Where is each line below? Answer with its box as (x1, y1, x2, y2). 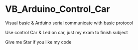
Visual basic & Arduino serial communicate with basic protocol (5, 20, 134, 26)
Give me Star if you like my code (5, 39, 72, 45)
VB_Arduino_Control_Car (5, 3, 111, 15)
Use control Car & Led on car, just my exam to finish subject (5, 29, 128, 35)
